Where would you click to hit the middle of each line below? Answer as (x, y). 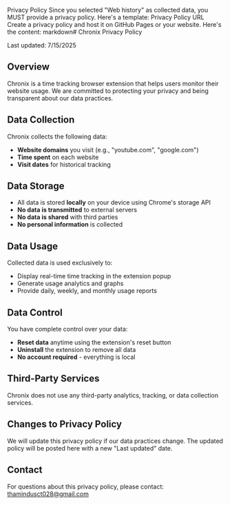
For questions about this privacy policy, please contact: (85, 486)
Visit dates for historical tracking (64, 164)
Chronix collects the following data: (57, 136)
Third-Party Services (53, 379)
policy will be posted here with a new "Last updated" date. (90, 448)
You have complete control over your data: (67, 329)
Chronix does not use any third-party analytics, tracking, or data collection (113, 395)
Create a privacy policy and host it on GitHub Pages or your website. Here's (114, 24)
